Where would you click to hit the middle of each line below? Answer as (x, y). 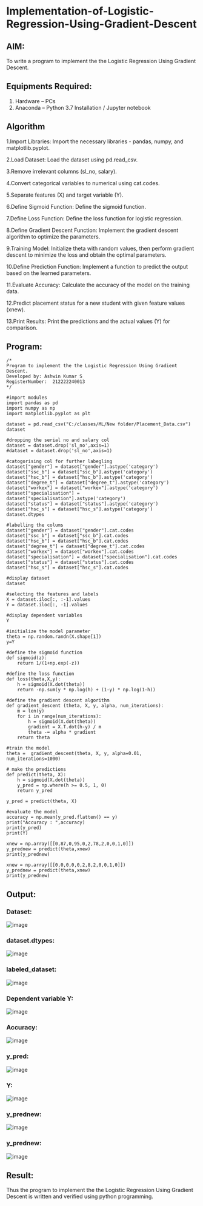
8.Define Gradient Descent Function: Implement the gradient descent (92, 230)
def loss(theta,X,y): (34, 679)
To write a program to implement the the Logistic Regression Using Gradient (101, 61)
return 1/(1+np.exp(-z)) (48, 663)
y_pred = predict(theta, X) (42, 801)
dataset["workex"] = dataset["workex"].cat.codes (70, 552)
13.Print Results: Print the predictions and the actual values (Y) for (88, 321)
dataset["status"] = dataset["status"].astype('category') (82, 504)
